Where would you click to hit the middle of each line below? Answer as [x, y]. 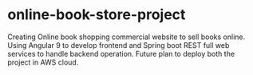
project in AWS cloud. [43, 62]
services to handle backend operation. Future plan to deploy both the [121, 53]
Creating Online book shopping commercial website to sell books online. [126, 37]
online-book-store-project [97, 15]
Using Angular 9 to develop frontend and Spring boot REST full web [119, 45]
